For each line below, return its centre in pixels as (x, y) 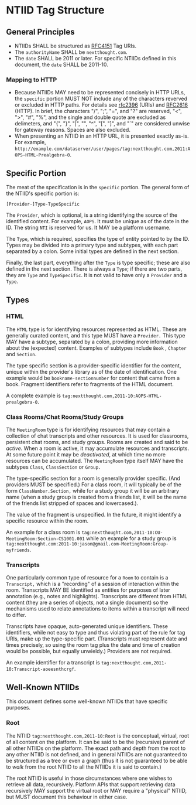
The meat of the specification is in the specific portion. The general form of (98, 187)
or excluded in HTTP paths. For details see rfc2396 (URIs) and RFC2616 (101, 105)
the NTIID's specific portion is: (43, 193)
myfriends (18, 550)
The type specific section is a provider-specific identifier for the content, (94, 365)
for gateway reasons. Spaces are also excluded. (72, 130)
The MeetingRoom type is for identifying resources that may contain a (88, 430)
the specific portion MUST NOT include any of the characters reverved (101, 99)
